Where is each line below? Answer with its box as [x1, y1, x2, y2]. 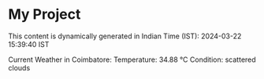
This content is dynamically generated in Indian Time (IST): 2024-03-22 [8, 31, 242, 41]
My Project [8, 5, 81, 23]
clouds [8, 63, 31, 72]
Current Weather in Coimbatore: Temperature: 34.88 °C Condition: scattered [8, 55, 256, 64]
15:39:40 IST [8, 39, 50, 48]
